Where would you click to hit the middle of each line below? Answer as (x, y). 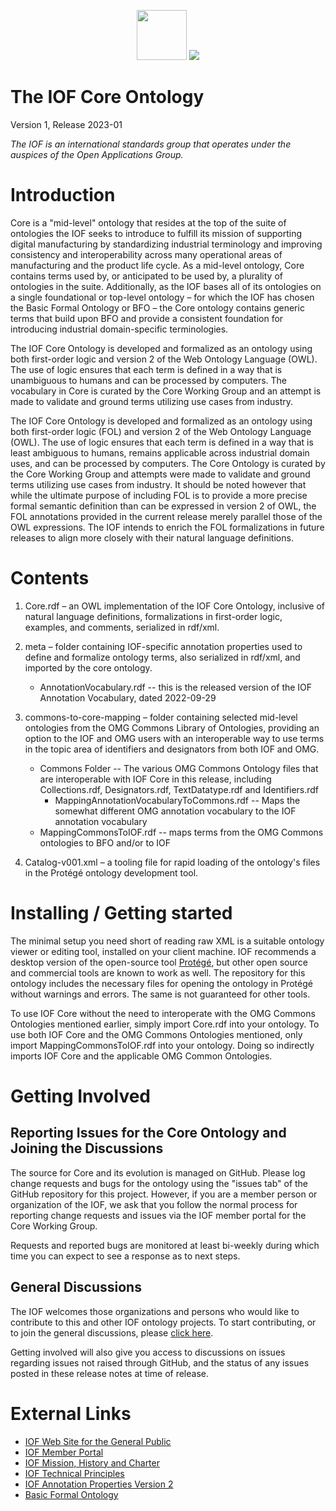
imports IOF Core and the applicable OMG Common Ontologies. (141, 1056)
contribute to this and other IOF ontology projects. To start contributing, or (163, 1322)
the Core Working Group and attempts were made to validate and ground (160, 474)
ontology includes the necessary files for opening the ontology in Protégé (161, 983)
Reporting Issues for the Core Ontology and (148, 1133)
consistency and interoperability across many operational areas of (146, 254)
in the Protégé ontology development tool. (111, 872)
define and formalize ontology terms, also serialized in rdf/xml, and (162, 657)
